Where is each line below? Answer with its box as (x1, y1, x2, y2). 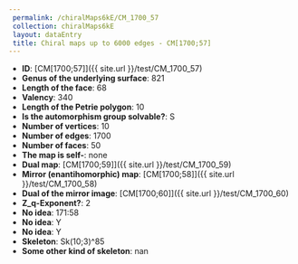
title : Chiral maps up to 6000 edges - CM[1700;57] (12, 38, 212, 48)
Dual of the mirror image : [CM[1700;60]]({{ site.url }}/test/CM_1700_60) (21, 188, 289, 199)
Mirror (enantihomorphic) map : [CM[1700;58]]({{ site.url (21, 169, 235, 180)
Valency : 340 (21, 92, 73, 103)
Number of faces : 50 (21, 140, 101, 151)
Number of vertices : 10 (21, 121, 110, 132)
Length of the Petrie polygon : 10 (21, 101, 145, 113)
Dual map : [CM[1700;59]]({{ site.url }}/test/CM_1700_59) (21, 159, 232, 170)
